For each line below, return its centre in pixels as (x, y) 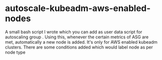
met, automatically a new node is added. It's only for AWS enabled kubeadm (81, 42)
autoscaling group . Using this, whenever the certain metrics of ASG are (77, 37)
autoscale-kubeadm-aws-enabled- (78, 8)
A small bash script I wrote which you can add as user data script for (73, 32)
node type (15, 52)
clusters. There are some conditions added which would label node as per (79, 47)
